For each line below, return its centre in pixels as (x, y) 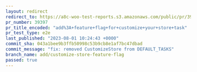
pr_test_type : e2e (28, 33)
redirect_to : (21, 17)
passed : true (21, 60)
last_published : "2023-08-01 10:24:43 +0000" (62, 38)
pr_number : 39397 (27, 22)
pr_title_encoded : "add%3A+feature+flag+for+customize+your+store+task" (96, 28)
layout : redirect (27, 11)
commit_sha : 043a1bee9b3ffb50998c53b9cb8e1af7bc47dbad (74, 44)
